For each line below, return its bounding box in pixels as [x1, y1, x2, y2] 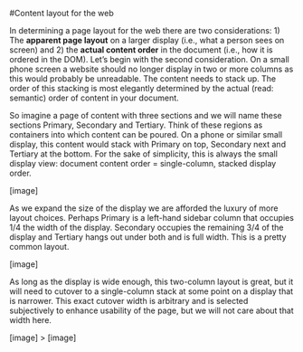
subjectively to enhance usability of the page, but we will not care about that [9, 305, 294, 316]
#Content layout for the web [9, 8, 115, 18]
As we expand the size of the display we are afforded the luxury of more [9, 203, 279, 214]
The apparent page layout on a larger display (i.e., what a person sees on [9, 35, 285, 45]
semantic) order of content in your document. [9, 92, 179, 103]
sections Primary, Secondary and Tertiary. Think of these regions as [9, 119, 263, 130]
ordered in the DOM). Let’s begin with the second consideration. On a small [9, 54, 289, 64]
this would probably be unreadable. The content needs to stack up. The [9, 73, 277, 84]
